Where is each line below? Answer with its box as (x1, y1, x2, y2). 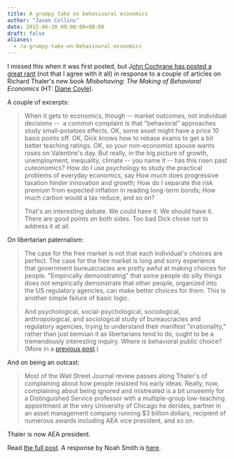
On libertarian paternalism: (7, 235, 84, 244)
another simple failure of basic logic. (24, 294, 130, 302)
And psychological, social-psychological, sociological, (24, 308, 181, 315)
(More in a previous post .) (24, 345, 99, 352)
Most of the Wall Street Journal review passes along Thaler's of (24, 372, 207, 380)
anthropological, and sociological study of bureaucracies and (24, 315, 201, 323)
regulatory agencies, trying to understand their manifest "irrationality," (24, 322, 226, 330)
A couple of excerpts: (7, 98, 70, 106)
